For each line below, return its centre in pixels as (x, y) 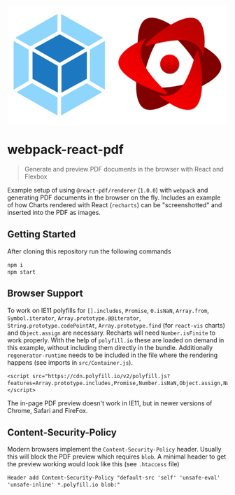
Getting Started (42, 234)
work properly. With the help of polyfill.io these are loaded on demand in (116, 340)
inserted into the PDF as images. (54, 212)
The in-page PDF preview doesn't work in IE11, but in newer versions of (110, 403)
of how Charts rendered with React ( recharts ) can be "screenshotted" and (115, 204)
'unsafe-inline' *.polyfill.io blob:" (64, 485)
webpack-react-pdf (65, 150)
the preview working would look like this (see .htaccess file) (93, 464)
